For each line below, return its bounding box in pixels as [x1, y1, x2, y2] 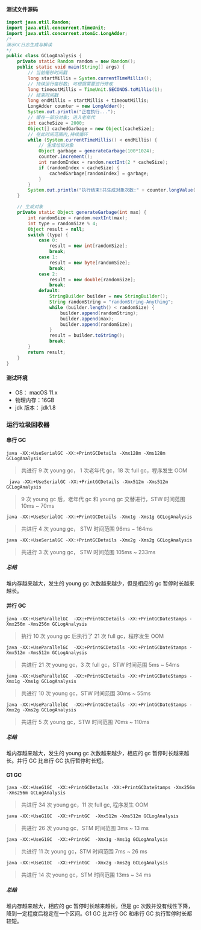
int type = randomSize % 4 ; [28, 220, 98, 226]
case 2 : [38, 271, 58, 277]
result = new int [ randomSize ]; [49, 243, 128, 249]
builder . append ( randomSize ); [60, 321, 134, 328]
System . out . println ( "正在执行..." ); [28, 109, 116, 115]
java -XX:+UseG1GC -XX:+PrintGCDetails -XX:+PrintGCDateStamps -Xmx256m [6, 785, 196, 791]
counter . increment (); [38, 154, 93, 160]
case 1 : [38, 254, 58, 260]
